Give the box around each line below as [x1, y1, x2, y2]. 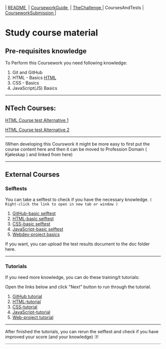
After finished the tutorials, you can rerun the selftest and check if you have [5, 328, 159, 334]
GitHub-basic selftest [12, 210, 56, 216]
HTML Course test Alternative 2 [5, 126, 70, 133]
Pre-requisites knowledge [5, 47, 87, 55]
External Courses [5, 170, 60, 179]
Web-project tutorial [12, 314, 53, 320]
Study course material [5, 27, 98, 39]
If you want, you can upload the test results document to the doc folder [5, 241, 150, 247]
